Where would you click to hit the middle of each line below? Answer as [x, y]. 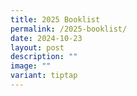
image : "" [31, 66]
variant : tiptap [44, 76]
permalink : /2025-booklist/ [69, 29]
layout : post [37, 47]
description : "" [44, 57]
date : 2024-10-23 [46, 38]
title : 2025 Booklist [55, 19]
